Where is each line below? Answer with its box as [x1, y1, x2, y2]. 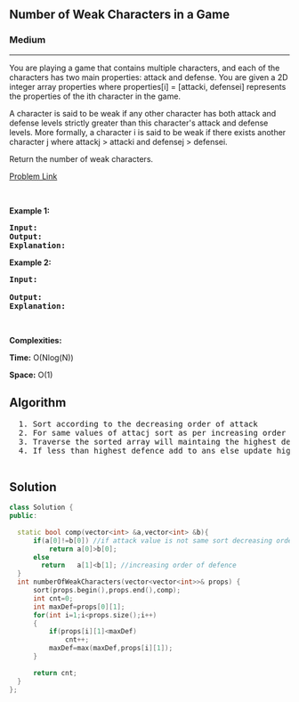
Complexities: [9, 335, 62, 345]
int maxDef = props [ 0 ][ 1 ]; [32, 602, 125, 611]
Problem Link [9, 171, 58, 182]
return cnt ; [32, 668, 77, 677]
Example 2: [9, 257, 52, 268]
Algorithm [9, 395, 67, 410]
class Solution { [9, 503, 74, 512]
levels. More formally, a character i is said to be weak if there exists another [9, 126, 287, 137]
